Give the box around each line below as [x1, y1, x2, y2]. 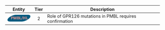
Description [90, 6, 115, 12]
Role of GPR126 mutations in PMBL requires [47, 13, 137, 19]
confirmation [47, 18, 73, 24]
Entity [12, 6, 26, 12]
